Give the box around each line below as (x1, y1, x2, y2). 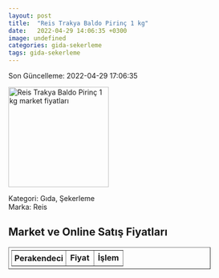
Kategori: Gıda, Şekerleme (8, 194, 95, 203)
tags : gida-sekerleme (8, 49, 81, 57)
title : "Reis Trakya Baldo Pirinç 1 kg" (8, 19, 149, 27)
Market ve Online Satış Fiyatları (8, 225, 168, 239)
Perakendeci (14, 252, 64, 264)
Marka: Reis (8, 202, 48, 212)
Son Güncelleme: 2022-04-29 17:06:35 (8, 71, 138, 80)
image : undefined (8, 34, 67, 42)
